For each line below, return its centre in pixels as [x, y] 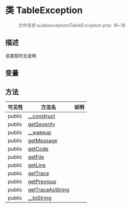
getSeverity [42, 124]
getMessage [43, 141]
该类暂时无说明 [21, 55]
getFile [36, 157]
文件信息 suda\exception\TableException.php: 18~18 [72, 25]
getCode [38, 149]
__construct [42, 116]
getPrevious [42, 181]
